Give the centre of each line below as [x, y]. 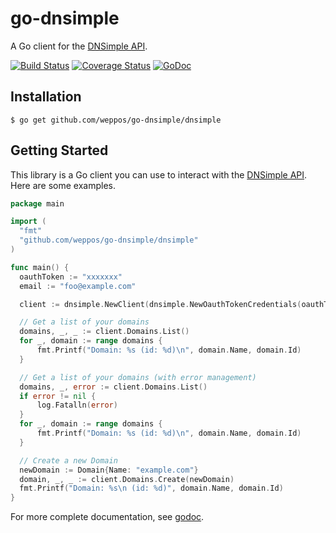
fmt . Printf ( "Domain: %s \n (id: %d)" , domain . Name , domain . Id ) [151, 488]
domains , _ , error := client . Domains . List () [113, 387]
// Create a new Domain [68, 460]
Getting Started [59, 150]
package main [37, 203]
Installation [46, 97]
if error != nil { [58, 396]
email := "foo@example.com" [78, 286]
